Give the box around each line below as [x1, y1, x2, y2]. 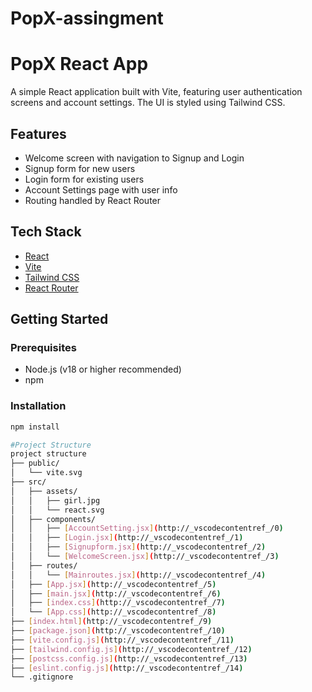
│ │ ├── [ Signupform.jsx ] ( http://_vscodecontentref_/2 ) [10, 542, 267, 552]
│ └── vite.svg [10, 468, 83, 478]
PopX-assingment [10, 7, 164, 30]
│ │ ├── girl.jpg [10, 495, 101, 506]
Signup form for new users [24, 162, 136, 174]
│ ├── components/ [10, 514, 97, 524]
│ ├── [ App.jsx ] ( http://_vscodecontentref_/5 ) [10, 579, 217, 589]
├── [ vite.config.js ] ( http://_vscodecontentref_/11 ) [10, 635, 235, 645]
